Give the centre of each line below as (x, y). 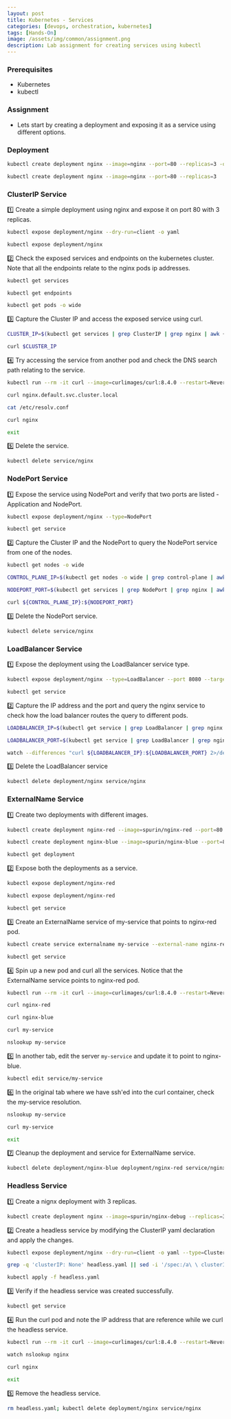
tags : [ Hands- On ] (32, 33)
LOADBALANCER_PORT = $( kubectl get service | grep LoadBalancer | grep (109, 740)
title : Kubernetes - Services (51, 20)
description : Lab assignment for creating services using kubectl (104, 45)
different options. (42, 132)
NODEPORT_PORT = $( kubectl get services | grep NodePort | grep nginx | (110, 590)
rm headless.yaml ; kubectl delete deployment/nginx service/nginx (104, 1408)
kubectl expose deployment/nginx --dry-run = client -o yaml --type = (106, 1252)
